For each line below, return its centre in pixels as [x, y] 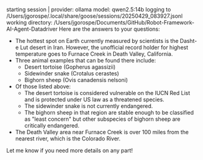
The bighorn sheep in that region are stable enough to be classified [109, 112]
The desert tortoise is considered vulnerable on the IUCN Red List [107, 93]
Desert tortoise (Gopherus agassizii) [70, 67]
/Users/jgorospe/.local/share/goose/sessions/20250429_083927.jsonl [94, 16]
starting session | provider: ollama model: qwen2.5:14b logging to [89, 10]
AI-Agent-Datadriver [32, 29]
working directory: [30, 22]
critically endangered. [52, 125]
